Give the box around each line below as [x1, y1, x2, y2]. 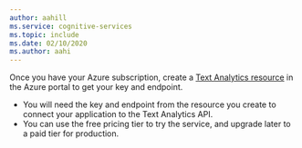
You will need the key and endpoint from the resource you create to [22, 99, 276, 110]
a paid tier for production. [22, 128, 120, 139]
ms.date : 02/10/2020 [9, 38, 89, 48]
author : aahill [9, 13, 68, 23]
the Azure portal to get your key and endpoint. [9, 82, 183, 93]
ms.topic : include [9, 30, 79, 39]
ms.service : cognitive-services [9, 22, 132, 31]
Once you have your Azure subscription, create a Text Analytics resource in [9, 72, 294, 83]
